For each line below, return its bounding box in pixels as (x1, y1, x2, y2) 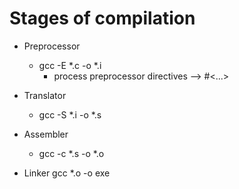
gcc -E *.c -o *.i (38, 59, 102, 71)
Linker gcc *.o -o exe (23, 167, 111, 179)
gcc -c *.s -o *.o (38, 147, 105, 159)
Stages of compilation (9, 7, 196, 30)
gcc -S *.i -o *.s (38, 108, 102, 121)
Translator (23, 89, 67, 101)
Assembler (23, 128, 69, 140)
